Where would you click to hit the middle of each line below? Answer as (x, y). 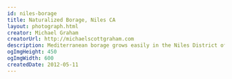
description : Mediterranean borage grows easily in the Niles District (112, 45)
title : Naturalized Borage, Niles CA (61, 20)
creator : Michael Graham (43, 33)
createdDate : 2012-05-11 (43, 65)
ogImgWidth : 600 (30, 58)
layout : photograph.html (43, 26)
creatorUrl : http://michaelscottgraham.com (71, 39)
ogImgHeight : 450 (32, 52)
